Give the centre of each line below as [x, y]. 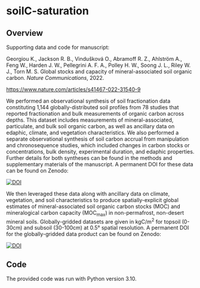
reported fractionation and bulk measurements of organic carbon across [95, 114]
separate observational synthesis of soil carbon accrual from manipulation [98, 139]
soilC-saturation [48, 11]
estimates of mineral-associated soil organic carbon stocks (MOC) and [93, 206]
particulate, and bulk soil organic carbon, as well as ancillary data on [90, 126]
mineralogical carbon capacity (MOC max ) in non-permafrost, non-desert [95, 213]
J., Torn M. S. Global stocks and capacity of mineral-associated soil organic [99, 72]
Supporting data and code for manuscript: [58, 47]
